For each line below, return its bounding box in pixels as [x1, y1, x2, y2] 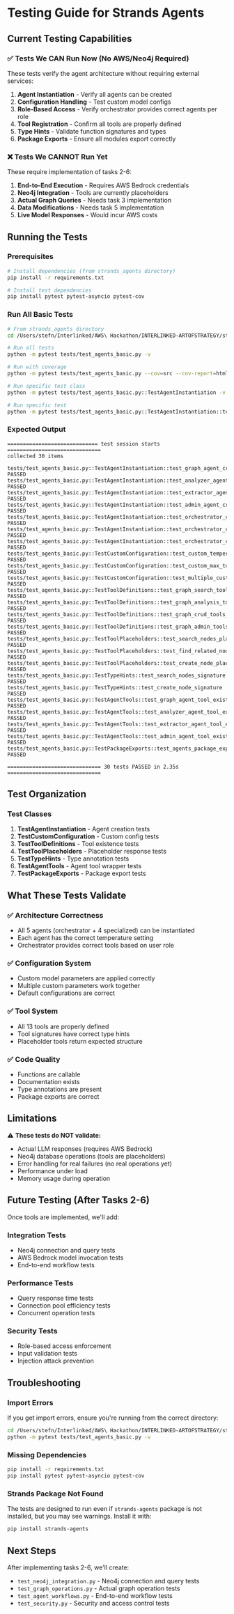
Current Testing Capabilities [7, 33, 132, 45]
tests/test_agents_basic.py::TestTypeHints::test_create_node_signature [7, 684, 223, 691]
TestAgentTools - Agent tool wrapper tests [17, 862, 142, 870]
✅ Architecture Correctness [7, 910, 104, 920]
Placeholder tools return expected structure [17, 1037, 143, 1045]
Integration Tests [7, 1230, 66, 1240]
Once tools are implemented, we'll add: [7, 1213, 120, 1221]
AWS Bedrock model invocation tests [17, 1253, 124, 1262]
